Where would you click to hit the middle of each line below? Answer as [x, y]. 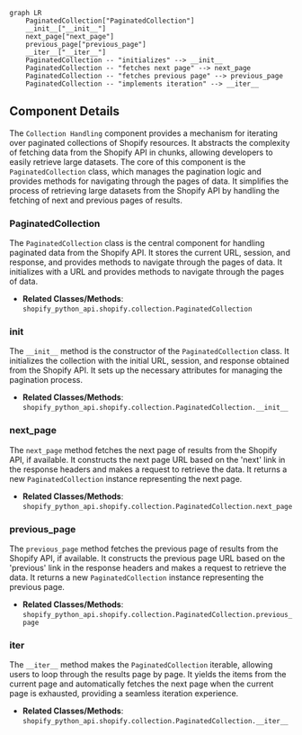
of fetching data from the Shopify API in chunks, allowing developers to [141, 152]
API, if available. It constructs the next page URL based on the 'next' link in [147, 459]
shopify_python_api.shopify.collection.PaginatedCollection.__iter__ [155, 721]
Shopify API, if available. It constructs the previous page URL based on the [147, 558]
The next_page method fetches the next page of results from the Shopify [143, 449]
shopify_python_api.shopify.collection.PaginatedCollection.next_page [157, 506]
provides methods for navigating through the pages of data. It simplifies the [149, 181]
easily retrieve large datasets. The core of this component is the [128, 161]
